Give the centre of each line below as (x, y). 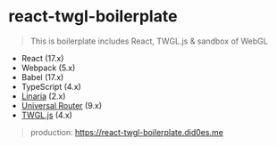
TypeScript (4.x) (51, 86)
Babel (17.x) (42, 77)
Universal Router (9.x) (61, 105)
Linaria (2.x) (43, 96)
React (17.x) (42, 58)
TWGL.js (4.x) (47, 115)
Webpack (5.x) (48, 68)
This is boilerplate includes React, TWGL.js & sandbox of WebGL (149, 41)
